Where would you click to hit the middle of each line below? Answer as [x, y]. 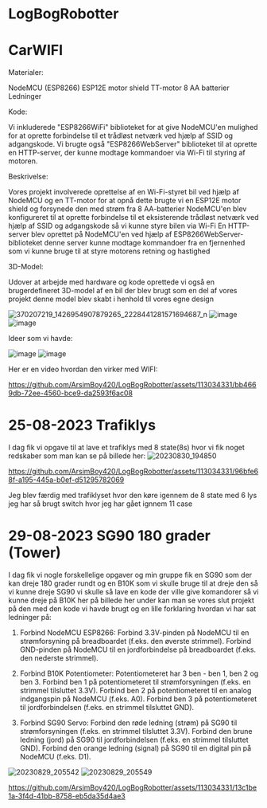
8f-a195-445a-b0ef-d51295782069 [66, 480]
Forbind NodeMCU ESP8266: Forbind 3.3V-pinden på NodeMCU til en [134, 633]
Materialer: [26, 73]
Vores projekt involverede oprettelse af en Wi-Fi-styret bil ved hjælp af [124, 192]
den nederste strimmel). [59, 658]
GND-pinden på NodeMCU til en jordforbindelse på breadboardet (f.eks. [138, 649]
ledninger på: [30, 617]
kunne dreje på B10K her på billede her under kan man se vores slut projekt [131, 600]
